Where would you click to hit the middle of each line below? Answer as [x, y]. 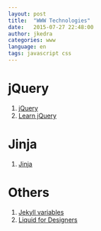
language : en [27, 47]
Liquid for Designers [48, 220]
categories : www [32, 40]
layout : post [27, 14]
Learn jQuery [37, 115]
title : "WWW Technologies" [49, 21]
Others [29, 192]
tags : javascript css [40, 54]
